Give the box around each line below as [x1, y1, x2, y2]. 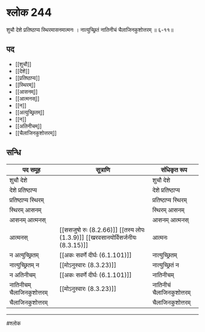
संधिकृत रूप [160, 165, 187, 174]
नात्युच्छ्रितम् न [9, 260, 40, 269]
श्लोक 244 [6, 6, 52, 20]
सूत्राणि [95, 165, 110, 174]
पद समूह [22, 165, 41, 174]
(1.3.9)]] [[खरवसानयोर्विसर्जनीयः [59, 233, 137, 242]
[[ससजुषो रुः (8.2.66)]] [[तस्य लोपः [59, 226, 145, 234]
